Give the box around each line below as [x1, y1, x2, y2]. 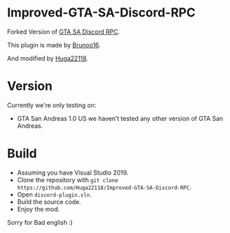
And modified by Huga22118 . [7, 54, 89, 63]
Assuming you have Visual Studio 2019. [16, 168, 129, 177]
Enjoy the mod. [16, 205, 60, 213]
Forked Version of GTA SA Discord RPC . [7, 27, 120, 36]
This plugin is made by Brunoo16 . [7, 41, 101, 49]
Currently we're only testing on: [7, 101, 97, 109]
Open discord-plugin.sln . [16, 190, 92, 199]
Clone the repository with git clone [16, 175, 119, 184]
